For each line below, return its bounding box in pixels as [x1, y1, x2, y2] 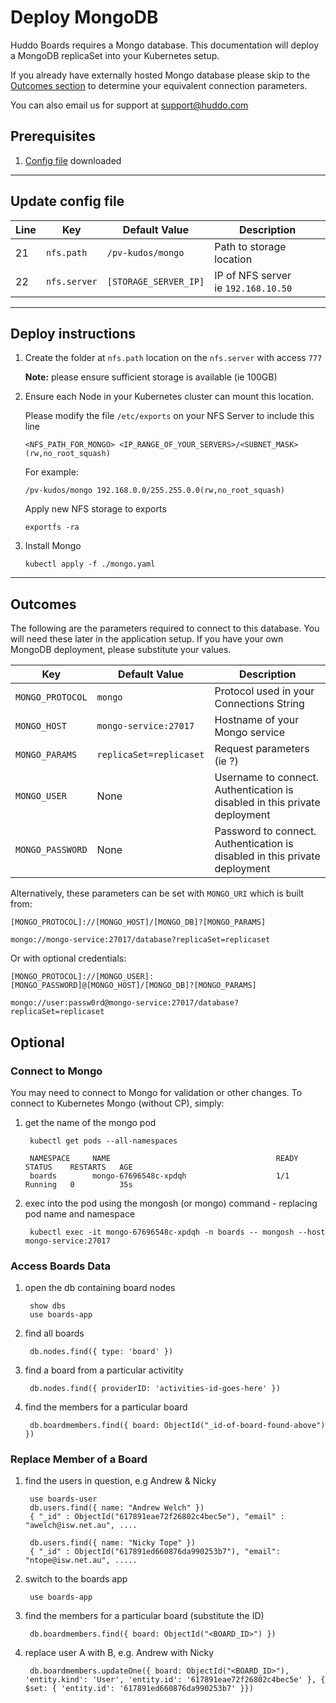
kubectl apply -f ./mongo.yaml [24, 559, 156, 570]
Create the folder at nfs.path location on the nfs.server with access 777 [24, 352, 323, 364]
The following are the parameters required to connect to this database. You [10, 622, 320, 635]
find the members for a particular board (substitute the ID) [24, 1610, 265, 1622]
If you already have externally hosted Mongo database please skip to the [10, 69, 311, 81]
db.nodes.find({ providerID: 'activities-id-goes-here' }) [29, 1384, 281, 1394]
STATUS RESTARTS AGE [24, 1162, 133, 1172]
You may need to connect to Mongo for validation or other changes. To [10, 1086, 303, 1098]
